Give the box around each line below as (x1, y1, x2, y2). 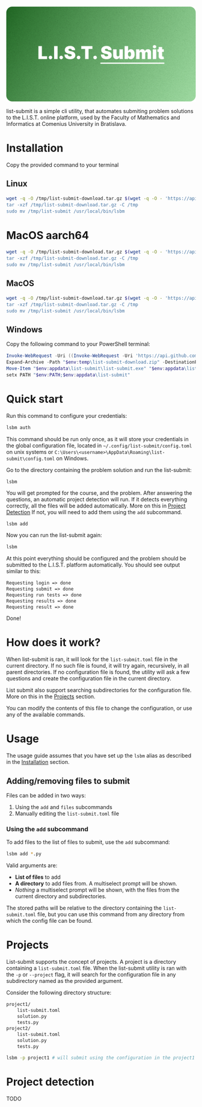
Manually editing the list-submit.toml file (14, 810, 119, 817)
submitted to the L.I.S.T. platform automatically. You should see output (6, 561, 180, 569)
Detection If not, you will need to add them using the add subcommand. (6, 509, 182, 516)
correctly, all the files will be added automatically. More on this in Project (6, 502, 186, 509)
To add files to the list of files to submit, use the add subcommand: (6, 839, 170, 846)
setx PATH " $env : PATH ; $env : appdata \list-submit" (6, 371, 130, 378)
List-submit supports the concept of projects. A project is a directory (6, 958, 176, 966)
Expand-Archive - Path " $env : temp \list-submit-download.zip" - (6, 359, 165, 365)
